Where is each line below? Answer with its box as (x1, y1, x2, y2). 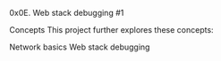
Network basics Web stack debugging (9, 42, 150, 52)
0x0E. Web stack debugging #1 (9, 8, 124, 18)
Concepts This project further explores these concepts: (9, 25, 214, 34)
